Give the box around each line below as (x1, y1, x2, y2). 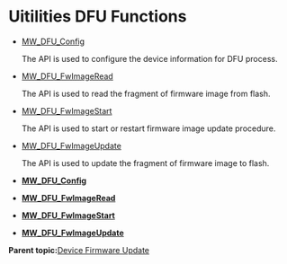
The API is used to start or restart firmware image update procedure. (21, 123, 276, 134)
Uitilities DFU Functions (8, 6, 187, 27)
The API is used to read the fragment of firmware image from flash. (21, 88, 271, 99)
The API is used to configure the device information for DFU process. (21, 53, 278, 64)
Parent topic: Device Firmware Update (8, 244, 150, 255)
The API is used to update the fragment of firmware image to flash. (21, 157, 270, 168)
